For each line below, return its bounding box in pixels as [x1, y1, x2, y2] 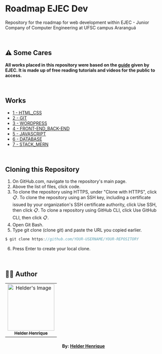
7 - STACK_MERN [12, 141, 49, 147]
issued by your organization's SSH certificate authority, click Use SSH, [12, 202, 157, 208]
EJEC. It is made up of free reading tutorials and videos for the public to [5, 67, 156, 73]
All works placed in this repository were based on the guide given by [5, 62, 150, 68]
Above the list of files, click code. [12, 184, 81, 190]
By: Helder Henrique [62, 343, 105, 349]
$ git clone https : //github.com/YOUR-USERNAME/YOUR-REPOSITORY [5, 237, 139, 242]
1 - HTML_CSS [12, 110, 42, 116]
